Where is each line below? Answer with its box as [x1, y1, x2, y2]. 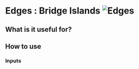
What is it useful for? [5, 25, 72, 34]
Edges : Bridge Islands [5, 5, 101, 17]
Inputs [5, 57, 22, 64]
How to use [5, 42, 41, 50]
